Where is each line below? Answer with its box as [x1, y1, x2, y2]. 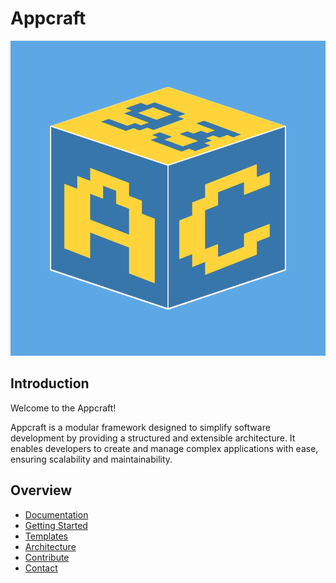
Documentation [24, 508, 89, 521]
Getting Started [24, 519, 88, 531]
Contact [24, 562, 58, 574]
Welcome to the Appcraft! [10, 402, 117, 414]
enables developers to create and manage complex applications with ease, [10, 442, 319, 454]
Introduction [10, 375, 90, 392]
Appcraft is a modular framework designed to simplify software [10, 421, 271, 433]
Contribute [24, 551, 70, 563]
